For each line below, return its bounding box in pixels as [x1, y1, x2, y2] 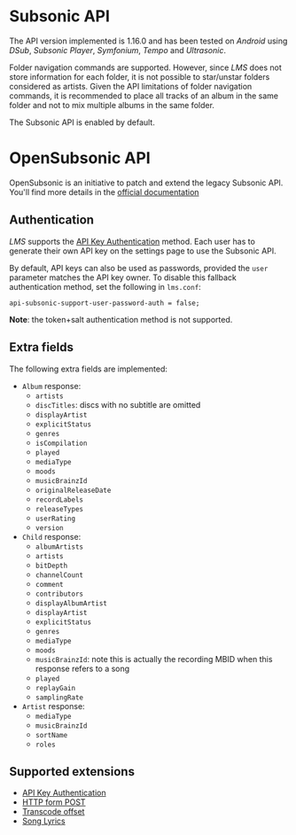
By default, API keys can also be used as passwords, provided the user [9, 262, 269, 273]
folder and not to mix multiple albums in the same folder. [9, 99, 215, 110]
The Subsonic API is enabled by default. [9, 117, 155, 128]
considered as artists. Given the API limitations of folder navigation [9, 81, 253, 91]
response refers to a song [35, 663, 130, 674]
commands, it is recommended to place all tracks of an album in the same [9, 90, 279, 101]
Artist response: [21, 700, 86, 711]
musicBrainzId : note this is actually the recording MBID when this [35, 653, 273, 664]
